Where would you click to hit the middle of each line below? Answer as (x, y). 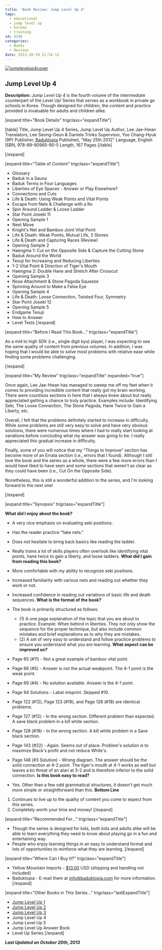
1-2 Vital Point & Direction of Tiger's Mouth (55, 266)
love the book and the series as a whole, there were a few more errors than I (81, 461)
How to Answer (27, 318)
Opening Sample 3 (30, 276)
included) (22, 873)
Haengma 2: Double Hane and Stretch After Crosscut (65, 271)
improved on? (33, 650)
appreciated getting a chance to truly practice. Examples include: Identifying (81, 401)
